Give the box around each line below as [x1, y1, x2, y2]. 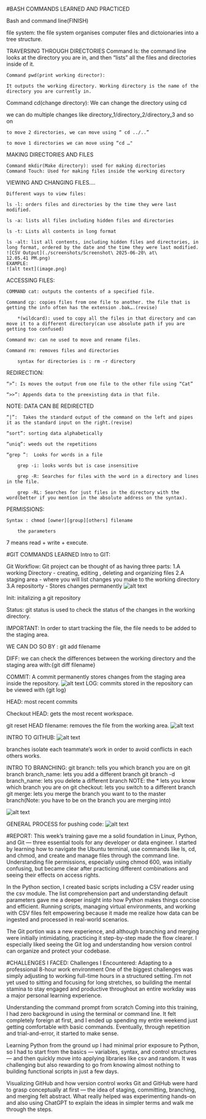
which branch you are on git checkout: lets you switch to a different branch [6, 783, 196, 791]
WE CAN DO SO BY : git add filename [6, 643, 101, 650]
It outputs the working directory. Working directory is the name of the [6, 83, 199, 89]
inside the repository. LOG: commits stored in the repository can [6, 680, 193, 686]
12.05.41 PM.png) [6, 255, 51, 261]
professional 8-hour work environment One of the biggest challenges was [6, 966, 193, 973]
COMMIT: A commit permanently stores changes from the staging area [6, 673, 186, 680]
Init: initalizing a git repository [6, 594, 81, 601]
